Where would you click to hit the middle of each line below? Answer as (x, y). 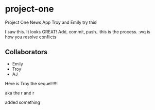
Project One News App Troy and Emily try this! (52, 22)
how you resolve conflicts (31, 37)
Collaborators (26, 52)
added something (23, 102)
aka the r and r (20, 93)
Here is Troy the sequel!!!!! (31, 83)
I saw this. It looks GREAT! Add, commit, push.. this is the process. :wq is (78, 31)
